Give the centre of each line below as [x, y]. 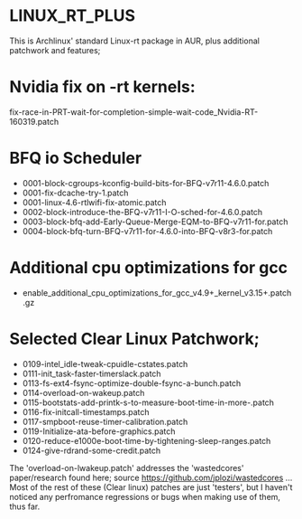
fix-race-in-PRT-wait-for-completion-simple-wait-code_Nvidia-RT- [134, 112]
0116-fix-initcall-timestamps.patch [86, 411]
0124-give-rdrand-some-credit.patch [92, 450]
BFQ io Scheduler [76, 158]
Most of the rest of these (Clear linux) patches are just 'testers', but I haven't [151, 487]
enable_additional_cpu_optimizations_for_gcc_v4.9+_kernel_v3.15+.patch [157, 293]
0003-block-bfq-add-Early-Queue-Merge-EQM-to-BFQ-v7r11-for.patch [155, 222]
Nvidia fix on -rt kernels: [102, 87]
